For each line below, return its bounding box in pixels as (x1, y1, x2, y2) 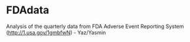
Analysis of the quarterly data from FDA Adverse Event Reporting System (6, 23, 184, 30)
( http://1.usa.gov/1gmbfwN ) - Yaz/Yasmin (6, 29, 106, 36)
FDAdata (6, 3, 50, 17)
